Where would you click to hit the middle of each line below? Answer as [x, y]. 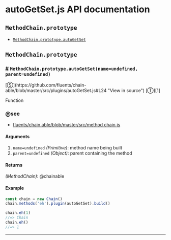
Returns [14, 165]
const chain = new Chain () [34, 199]
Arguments [18, 136]
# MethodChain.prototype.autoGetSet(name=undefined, [72, 69]
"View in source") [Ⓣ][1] [134, 90]
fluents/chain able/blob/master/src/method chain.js [66, 124]
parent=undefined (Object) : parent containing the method [72, 153]
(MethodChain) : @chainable [35, 176]
